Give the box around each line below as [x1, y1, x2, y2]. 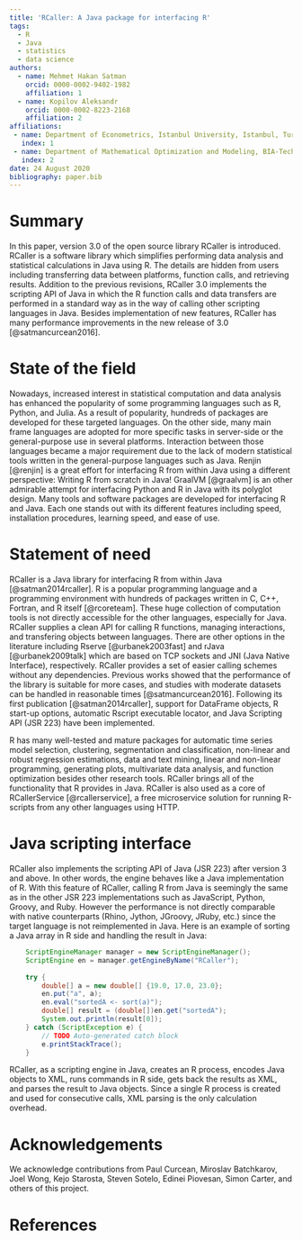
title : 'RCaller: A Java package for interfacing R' [9, 13, 211, 23]
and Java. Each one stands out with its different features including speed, [9, 503, 282, 514]
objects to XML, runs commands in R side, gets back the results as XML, [9, 1073, 278, 1085]
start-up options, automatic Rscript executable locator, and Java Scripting [9, 708, 283, 719]
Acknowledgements [9, 1134, 164, 1154]
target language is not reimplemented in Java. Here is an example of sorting [9, 920, 290, 931]
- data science [17, 55, 75, 64]
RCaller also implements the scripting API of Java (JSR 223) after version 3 [9, 864, 288, 873]
